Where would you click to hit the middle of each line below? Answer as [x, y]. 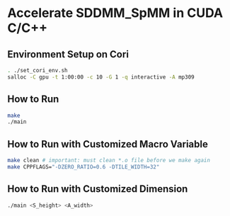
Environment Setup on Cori [68, 54]
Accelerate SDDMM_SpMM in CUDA [115, 13]
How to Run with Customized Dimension [98, 189]
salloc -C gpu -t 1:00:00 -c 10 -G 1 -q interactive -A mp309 [101, 77]
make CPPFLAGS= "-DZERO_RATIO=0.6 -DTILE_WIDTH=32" [84, 167]
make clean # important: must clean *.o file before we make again [109, 161]
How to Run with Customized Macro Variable [108, 144]
